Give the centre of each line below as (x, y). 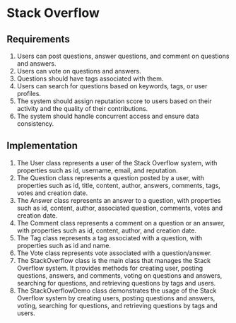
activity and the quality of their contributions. (82, 108)
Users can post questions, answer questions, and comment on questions (123, 56)
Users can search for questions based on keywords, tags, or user (112, 86)
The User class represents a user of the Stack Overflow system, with (117, 163)
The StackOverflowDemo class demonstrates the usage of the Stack (117, 290)
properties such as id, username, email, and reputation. (97, 170)
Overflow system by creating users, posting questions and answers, (116, 298)
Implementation (42, 146)
